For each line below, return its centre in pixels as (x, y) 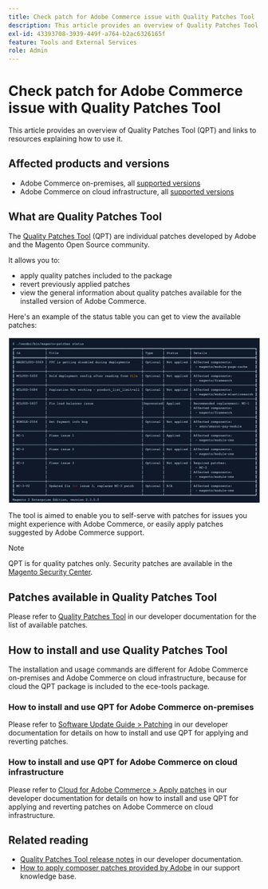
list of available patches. (48, 625)
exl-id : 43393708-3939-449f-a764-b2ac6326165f (87, 34)
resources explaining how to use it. (66, 139)
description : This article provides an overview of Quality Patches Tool (134, 25)
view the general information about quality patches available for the (130, 293)
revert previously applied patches (75, 284)
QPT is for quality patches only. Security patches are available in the (120, 564)
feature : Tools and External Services (73, 42)
